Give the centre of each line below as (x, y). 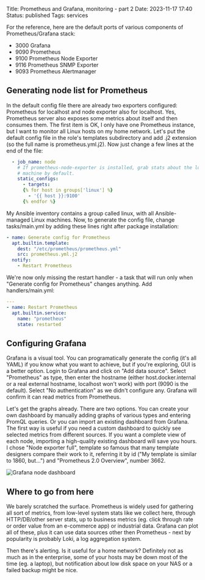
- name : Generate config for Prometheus (59, 237)
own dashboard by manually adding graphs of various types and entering (99, 415)
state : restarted (39, 324)
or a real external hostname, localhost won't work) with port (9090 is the (97, 384)
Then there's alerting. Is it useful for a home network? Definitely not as (95, 551)
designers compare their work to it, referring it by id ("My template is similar (102, 454)
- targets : (36, 185)
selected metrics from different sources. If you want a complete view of (96, 435)
